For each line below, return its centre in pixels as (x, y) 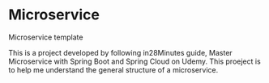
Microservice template (46, 37)
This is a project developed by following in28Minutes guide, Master (120, 52)
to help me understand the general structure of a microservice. (113, 69)
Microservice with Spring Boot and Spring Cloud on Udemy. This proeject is (134, 61)
